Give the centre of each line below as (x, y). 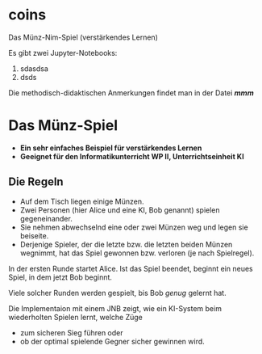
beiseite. (34, 235)
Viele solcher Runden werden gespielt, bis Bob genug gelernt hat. (118, 293)
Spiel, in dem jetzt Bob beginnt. (60, 277)
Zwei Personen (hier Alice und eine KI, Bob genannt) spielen (120, 210)
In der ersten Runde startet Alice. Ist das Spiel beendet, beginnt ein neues (131, 268)
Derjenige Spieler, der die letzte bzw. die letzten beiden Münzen (126, 244)
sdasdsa (34, 68)
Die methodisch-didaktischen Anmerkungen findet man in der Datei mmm (131, 93)
